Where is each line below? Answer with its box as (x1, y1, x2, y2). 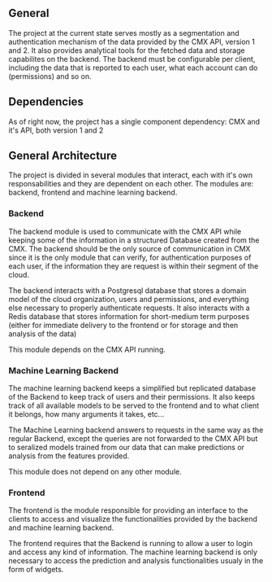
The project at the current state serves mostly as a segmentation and (8, 28, 240, 37)
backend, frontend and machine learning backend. (8, 187, 178, 198)
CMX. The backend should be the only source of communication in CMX (8, 243, 251, 253)
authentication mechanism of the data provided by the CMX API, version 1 (8, 37, 256, 46)
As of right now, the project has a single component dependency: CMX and (8, 116, 261, 126)
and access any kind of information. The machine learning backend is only (8, 547, 258, 557)
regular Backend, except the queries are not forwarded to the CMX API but (8, 434, 258, 444)
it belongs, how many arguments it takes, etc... (8, 409, 165, 419)
